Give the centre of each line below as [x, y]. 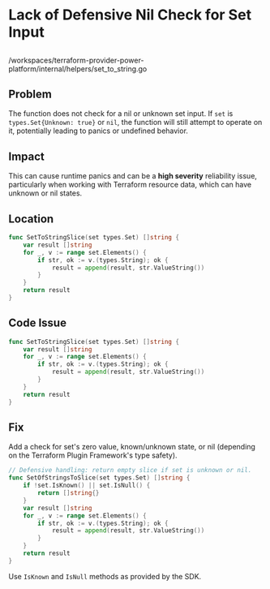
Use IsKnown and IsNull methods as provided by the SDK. [105, 576]
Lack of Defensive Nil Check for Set [130, 15]
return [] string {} [69, 493]
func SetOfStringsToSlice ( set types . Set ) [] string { [99, 478]
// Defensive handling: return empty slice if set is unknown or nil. [130, 471]
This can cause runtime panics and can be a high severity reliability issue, [133, 176]
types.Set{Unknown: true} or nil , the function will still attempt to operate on [135, 123]
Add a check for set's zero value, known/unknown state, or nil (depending [132, 447]
